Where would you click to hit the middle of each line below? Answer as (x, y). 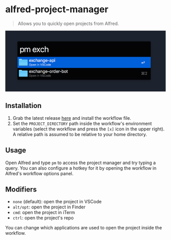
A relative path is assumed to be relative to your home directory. (80, 134)
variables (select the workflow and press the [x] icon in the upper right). (89, 129)
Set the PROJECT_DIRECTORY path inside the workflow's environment (82, 123)
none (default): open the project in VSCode (57, 202)
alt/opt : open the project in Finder (49, 207)
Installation (23, 106)
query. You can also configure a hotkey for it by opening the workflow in (81, 168)
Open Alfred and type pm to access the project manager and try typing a (81, 163)
